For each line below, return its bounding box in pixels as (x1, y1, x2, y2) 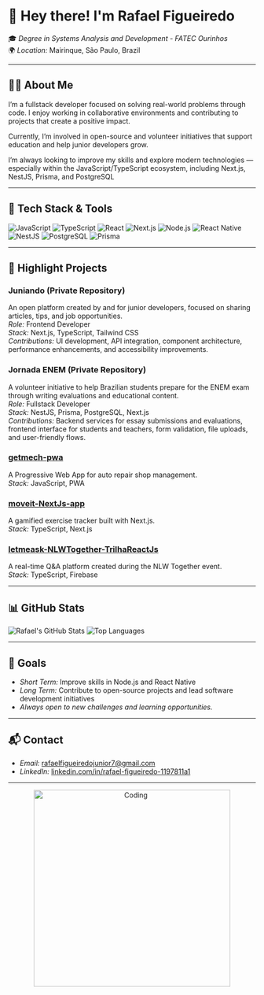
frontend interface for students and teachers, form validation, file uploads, (8, 424, 248, 434)
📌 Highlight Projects (8, 261, 108, 275)
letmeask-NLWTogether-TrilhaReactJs (8, 544, 159, 555)
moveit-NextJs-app (8, 497, 85, 509)
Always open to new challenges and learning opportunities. (19, 702, 213, 712)
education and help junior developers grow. (8, 139, 149, 149)
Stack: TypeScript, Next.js (8, 524, 93, 534)
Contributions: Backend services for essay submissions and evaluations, (8, 416, 243, 425)
